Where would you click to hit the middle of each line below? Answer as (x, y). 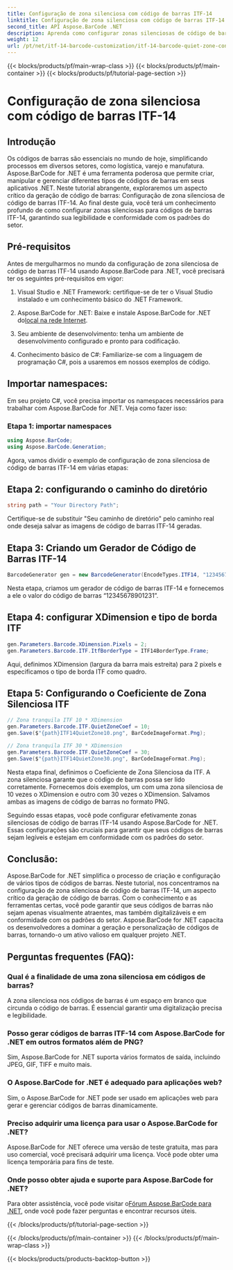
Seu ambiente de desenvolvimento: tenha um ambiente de (100, 333)
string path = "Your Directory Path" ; (63, 505)
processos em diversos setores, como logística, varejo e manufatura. (106, 166)
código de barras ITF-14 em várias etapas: (68, 468)
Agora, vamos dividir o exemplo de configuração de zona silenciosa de (109, 460)
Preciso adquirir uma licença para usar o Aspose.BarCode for (113, 1123)
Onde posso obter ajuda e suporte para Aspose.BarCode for (110, 1180)
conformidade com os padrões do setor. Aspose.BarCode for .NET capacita (115, 920)
